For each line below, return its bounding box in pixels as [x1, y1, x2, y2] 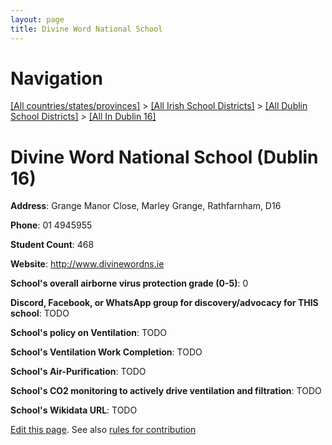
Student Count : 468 [10, 239, 95, 251]
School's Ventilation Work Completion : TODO [10, 346, 203, 358]
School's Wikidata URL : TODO [10, 404, 138, 416]
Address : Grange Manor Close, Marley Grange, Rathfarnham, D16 [10, 200, 282, 212]
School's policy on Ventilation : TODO [10, 327, 168, 339]
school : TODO [10, 307, 70, 320]
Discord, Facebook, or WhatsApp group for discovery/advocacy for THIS [10, 297, 319, 309]
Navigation [10, 67, 103, 90]
